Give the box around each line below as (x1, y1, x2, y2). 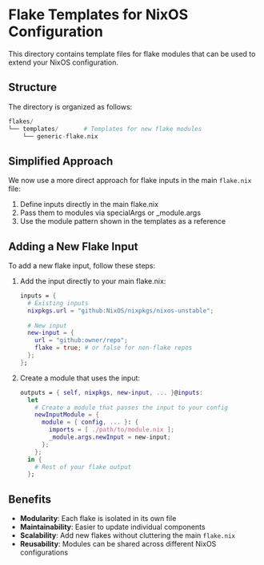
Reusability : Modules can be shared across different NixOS (19, 539, 217, 549)
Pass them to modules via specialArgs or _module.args (19, 208, 202, 217)
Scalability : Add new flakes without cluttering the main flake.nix (19, 531, 236, 540)
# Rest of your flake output (34, 463, 132, 471)
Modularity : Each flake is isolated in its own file (19, 514, 177, 523)
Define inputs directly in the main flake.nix (19, 200, 158, 209)
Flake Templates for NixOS (8, 6, 189, 24)
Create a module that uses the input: (19, 373, 141, 383)
